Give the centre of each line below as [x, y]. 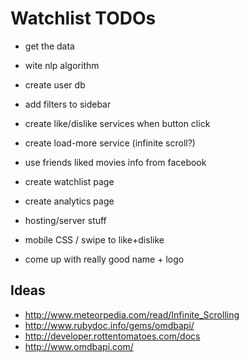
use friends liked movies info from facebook [115, 162]
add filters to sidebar [68, 104]
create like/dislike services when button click [117, 123]
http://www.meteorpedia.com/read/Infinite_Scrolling [132, 314]
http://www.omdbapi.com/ [79, 346]
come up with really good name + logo [104, 259]
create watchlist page [69, 181]
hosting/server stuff [65, 220]
